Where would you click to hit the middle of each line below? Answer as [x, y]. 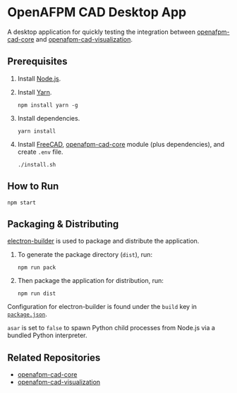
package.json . [27, 314]
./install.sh [37, 164]
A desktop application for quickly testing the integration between [102, 32]
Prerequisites [37, 62]
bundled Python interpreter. [47, 335]
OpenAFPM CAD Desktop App [97, 12]
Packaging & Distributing [63, 224]
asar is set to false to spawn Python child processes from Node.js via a [111, 328]
